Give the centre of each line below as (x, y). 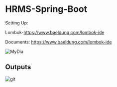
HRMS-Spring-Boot (46, 9)
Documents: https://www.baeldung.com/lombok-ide (58, 42)
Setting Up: (17, 23)
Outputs (18, 67)
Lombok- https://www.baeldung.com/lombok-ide (55, 32)
